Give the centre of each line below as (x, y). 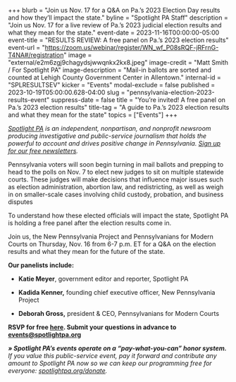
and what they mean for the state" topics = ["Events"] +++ (93, 115)
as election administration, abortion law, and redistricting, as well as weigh (116, 187)
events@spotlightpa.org (45, 335)
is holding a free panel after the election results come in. (90, 223)
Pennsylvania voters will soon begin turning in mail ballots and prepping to (116, 164)
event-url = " (26, 47)
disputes (21, 202)
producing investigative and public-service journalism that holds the (107, 136)
